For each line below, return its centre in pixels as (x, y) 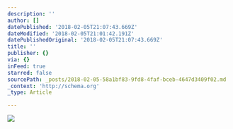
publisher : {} (28, 54)
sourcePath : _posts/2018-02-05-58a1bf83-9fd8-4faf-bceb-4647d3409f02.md (117, 79)
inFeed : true (27, 66)
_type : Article (30, 92)
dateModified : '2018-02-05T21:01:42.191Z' (71, 33)
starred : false (30, 73)
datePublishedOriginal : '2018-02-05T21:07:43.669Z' (85, 40)
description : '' (31, 14)
